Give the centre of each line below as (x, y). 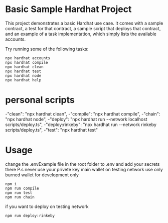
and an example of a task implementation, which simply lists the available (81, 34)
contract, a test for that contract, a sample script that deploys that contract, (83, 28)
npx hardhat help (23, 80)
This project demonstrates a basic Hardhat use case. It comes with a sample (84, 23)
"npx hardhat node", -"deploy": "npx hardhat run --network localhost (76, 119)
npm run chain (20, 197)
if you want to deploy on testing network (47, 206)
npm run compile (22, 188)
